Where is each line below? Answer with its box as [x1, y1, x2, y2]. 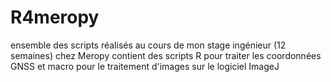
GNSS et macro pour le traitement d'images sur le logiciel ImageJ [10, 60, 280, 72]
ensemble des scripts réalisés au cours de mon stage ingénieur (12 [10, 39, 287, 51]
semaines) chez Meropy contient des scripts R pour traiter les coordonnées [10, 49, 322, 61]
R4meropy [10, 6, 100, 29]
